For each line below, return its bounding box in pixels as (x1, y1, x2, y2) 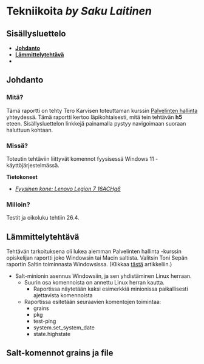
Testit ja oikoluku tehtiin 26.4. (6, 214, 80, 221)
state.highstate (33, 331, 71, 338)
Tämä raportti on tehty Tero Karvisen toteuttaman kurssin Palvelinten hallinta (6, 107, 198, 114)
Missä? (6, 141, 29, 150)
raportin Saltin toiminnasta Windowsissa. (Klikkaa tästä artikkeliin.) (6, 261, 172, 268)
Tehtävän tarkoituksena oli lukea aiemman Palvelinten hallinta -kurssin (6, 248, 182, 255)
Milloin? (6, 200, 30, 209)
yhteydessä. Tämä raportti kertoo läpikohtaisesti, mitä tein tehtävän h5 (6, 113, 183, 121)
